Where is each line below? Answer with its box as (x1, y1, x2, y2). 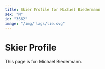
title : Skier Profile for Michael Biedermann (5, 7, 100, 12)
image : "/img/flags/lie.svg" (5, 21, 65, 26)
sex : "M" (5, 12, 23, 17)
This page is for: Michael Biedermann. (5, 59, 82, 65)
